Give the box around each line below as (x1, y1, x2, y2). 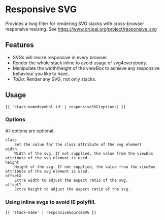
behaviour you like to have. (12, 70, 70, 77)
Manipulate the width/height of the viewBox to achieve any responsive (12, 65, 160, 71)
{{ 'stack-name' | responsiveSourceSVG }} (5, 210, 96, 215)
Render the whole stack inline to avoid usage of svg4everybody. (12, 60, 147, 66)
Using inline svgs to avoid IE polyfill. (5, 198, 96, 205)
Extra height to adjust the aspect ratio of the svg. (14, 186, 130, 192)
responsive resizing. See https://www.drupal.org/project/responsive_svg (5, 26, 157, 32)
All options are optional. (5, 128, 55, 134)
